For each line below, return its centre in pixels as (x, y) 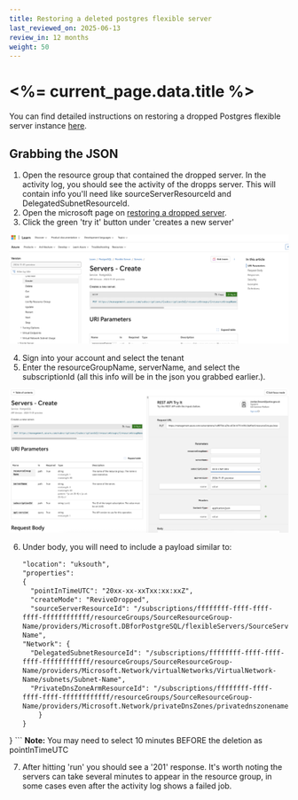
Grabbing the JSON (64, 154)
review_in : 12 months (49, 37)
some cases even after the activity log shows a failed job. (127, 786)
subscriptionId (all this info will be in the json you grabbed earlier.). (144, 377)
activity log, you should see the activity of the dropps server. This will (149, 184)
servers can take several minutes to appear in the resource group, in (147, 776)
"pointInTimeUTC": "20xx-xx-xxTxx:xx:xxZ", (112, 591)
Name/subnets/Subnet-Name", (74, 679)
